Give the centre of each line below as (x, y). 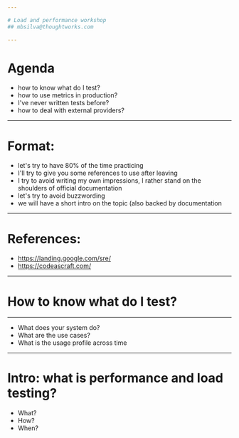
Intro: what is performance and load (116, 378)
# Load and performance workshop (57, 20)
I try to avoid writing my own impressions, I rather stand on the (109, 181)
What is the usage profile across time (72, 343)
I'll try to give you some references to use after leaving (97, 173)
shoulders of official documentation (70, 188)
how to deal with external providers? (71, 110)
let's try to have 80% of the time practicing (80, 166)
